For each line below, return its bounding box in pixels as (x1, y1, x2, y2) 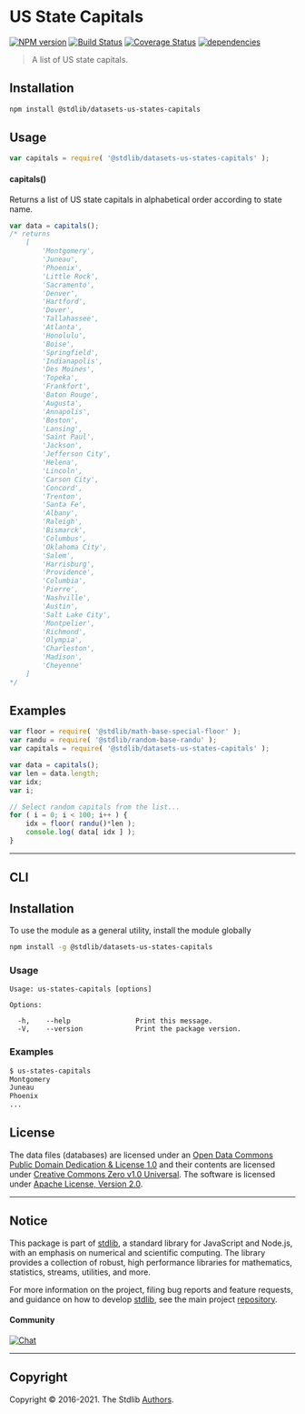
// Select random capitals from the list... (9, 803, 181, 812)
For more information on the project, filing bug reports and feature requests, (9, 1284, 293, 1295)
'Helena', (42, 458, 79, 468)
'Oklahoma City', (42, 542, 107, 551)
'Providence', (42, 568, 95, 577)
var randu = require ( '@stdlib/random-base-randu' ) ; (9, 735, 218, 745)
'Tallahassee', (42, 314, 100, 324)
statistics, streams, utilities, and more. (9, 1267, 152, 1278)
